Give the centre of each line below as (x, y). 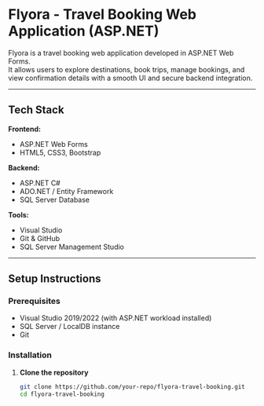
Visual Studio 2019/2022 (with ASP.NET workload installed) (115, 318)
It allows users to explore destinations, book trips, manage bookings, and (126, 69)
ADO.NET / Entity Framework (66, 191)
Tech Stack (36, 110)
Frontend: (25, 129)
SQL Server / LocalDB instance (70, 327)
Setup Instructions (55, 279)
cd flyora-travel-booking (62, 394)
